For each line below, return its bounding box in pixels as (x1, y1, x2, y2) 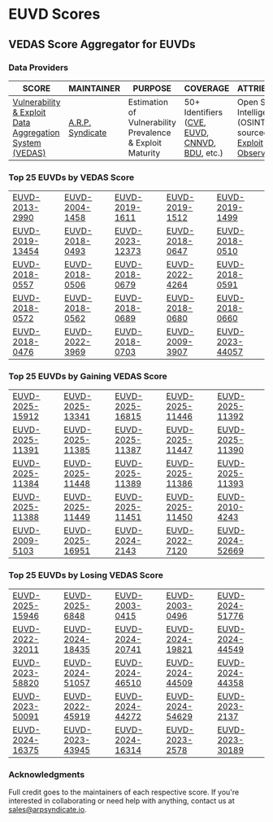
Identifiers (184, 107, 223, 118)
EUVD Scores (8, 5, 101, 24)
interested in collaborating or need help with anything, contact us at (8, 796, 235, 806)
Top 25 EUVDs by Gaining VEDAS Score (8, 371, 168, 383)
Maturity (128, 147, 161, 159)
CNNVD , (184, 137, 217, 148)
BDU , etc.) (184, 147, 223, 159)
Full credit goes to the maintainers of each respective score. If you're (8, 787, 240, 798)
